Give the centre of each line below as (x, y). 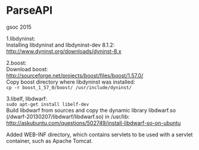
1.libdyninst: (21, 38)
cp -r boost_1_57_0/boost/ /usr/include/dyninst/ (69, 87)
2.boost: (16, 63)
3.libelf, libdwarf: (27, 99)
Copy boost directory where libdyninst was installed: (71, 82)
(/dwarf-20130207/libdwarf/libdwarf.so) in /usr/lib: (68, 117)
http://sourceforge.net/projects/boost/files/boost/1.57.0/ (75, 75)
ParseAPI (29, 10)
